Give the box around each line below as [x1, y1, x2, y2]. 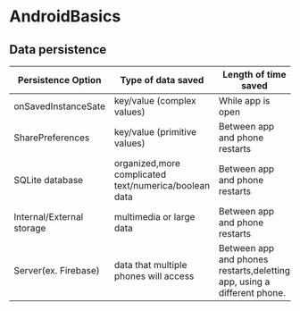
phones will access [113, 270, 195, 282]
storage [13, 222, 46, 234]
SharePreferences [13, 131, 90, 144]
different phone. [218, 287, 286, 298]
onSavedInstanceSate [13, 100, 105, 113]
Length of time [222, 69, 287, 80]
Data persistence [9, 42, 107, 57]
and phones [218, 253, 269, 265]
